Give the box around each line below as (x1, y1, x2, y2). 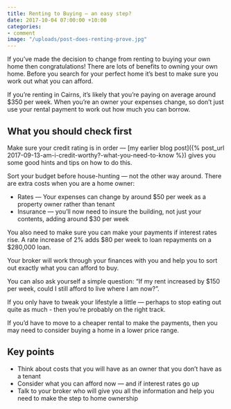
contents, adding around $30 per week (17, 214, 130, 223)
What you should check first (7, 125, 132, 137)
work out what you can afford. (7, 77, 94, 85)
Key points (7, 346, 55, 358)
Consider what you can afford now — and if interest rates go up (17, 379, 200, 388)
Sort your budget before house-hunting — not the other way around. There (7, 171, 222, 180)
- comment (7, 29, 36, 37)
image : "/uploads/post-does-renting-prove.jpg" (7, 36, 148, 43)
